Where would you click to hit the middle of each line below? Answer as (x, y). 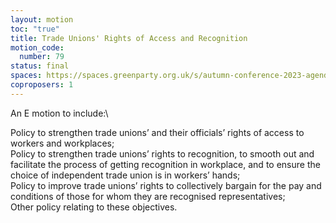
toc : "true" (35, 29)
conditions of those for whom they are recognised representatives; (148, 196)
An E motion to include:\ (59, 113)
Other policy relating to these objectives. (94, 207)
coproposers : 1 (42, 85)
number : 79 (42, 57)
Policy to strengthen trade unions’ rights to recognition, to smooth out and (162, 153)
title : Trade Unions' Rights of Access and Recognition (129, 38)
